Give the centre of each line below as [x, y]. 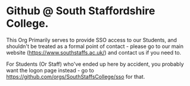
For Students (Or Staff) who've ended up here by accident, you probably [95, 64]
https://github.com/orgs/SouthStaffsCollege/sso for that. [76, 77]
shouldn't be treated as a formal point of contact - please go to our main [95, 46]
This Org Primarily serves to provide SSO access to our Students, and [92, 40]
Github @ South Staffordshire [81, 11]
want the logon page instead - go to [50, 70]
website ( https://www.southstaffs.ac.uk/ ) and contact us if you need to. [94, 52]
